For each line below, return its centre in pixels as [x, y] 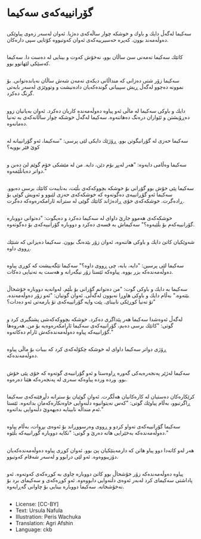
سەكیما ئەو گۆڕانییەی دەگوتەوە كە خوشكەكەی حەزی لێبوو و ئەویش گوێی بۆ [90, 194]
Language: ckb [34, 529]
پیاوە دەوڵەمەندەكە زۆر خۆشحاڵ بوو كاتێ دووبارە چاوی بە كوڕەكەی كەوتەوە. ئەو [95, 474]
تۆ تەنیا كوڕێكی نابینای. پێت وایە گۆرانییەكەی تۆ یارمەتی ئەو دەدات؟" [81, 302]
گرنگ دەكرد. [21, 93]
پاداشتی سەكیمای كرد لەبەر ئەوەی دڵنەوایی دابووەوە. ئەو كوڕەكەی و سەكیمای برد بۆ [100, 480]
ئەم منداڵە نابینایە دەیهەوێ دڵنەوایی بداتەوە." [55, 409]
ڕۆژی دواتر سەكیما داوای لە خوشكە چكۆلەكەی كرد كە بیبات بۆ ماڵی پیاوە [87, 349]
